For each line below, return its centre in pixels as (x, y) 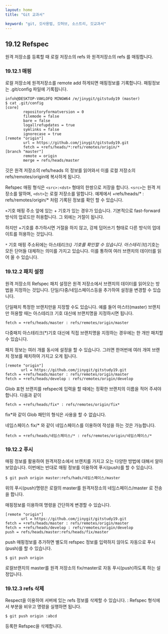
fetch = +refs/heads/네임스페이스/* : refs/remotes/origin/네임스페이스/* (78, 436)
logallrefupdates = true (49, 125)
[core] (12, 108)
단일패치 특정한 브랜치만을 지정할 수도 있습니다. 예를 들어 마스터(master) (76, 307)
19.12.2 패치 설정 (25, 271)
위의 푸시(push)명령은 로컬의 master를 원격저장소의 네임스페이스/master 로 (79, 488)
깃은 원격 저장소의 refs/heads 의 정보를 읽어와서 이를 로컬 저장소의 (70, 170)
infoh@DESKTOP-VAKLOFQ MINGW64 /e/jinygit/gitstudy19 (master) (73, 99)
